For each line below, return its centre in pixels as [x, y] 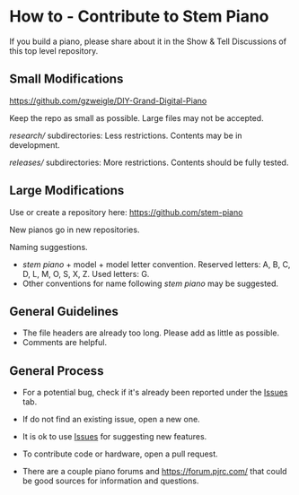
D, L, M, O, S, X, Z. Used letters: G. [86, 274]
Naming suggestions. [48, 247]
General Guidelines [64, 311]
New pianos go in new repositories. [75, 230]
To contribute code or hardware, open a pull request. [120, 454]
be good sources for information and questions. [110, 481]
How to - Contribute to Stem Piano [139, 17]
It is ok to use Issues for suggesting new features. [114, 437]
